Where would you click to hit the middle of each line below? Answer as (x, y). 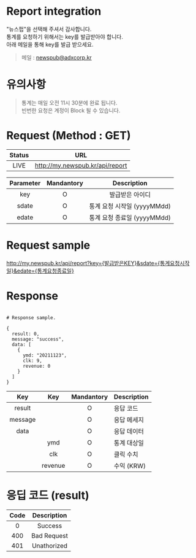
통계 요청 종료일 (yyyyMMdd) (130, 217)
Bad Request (50, 535)
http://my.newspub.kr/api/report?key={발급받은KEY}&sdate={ (83, 263)
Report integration (54, 11)
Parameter (25, 183)
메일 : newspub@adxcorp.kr (56, 57)
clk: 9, (32, 360)
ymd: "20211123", (45, 355)
